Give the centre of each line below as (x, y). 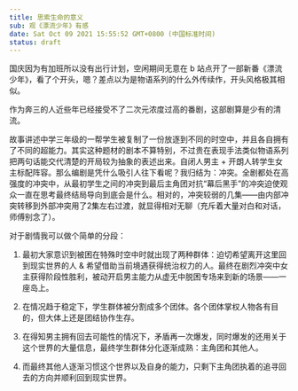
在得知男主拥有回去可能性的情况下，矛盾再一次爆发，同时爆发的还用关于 (154, 337)
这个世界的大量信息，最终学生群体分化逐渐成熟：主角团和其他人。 (142, 348)
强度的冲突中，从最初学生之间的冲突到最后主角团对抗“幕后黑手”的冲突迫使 (145, 184)
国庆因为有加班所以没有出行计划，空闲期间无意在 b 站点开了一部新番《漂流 (146, 68)
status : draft (35, 42)
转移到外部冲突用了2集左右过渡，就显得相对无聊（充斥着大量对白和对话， (151, 206)
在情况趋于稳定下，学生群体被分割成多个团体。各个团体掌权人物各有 (146, 307)
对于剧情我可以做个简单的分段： (67, 236)
